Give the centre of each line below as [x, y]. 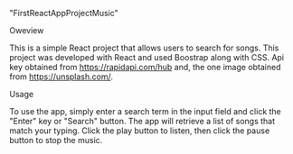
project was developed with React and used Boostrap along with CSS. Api [147, 57]
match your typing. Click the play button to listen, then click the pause [140, 131]
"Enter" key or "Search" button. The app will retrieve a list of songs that [142, 121]
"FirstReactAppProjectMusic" [64, 13]
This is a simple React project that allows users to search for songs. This [144, 48]
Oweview [27, 30]
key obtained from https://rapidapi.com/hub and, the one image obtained [146, 67]
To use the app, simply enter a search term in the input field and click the [146, 111]
